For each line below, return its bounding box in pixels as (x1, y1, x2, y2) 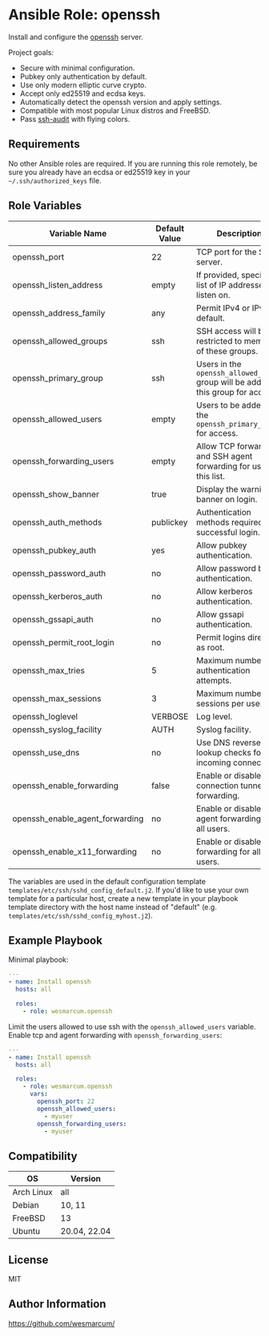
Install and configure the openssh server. (8, 32, 144, 42)
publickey (151, 517, 188, 528)
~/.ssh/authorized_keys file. (8, 175, 102, 185)
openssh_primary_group (12, 372, 103, 384)
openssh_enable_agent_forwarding (12, 813, 144, 824)
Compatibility (8, 1149, 78, 1163)
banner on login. (195, 493, 258, 505)
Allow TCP (195, 441, 235, 452)
